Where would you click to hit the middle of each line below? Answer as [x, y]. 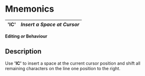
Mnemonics [30, 9]
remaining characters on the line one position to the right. [63, 68]
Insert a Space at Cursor [50, 24]
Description [23, 51]
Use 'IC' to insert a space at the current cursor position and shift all [73, 63]
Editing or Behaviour [26, 36]
